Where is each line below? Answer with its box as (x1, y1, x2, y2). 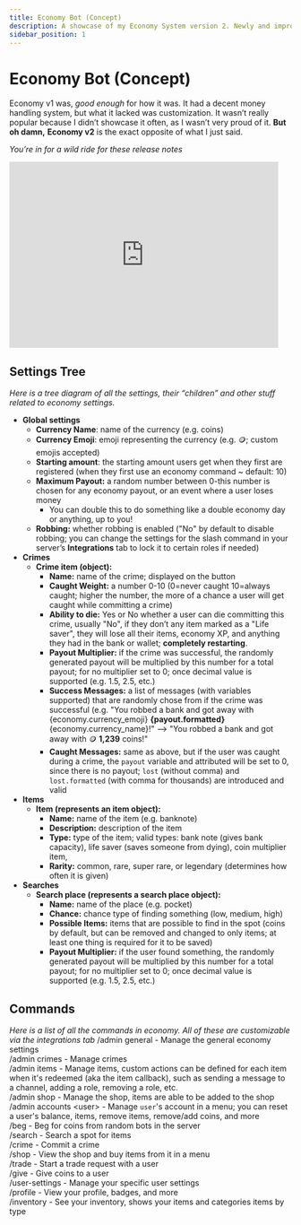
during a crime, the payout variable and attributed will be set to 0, (48, 756, 289, 767)
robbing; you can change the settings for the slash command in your (35, 533, 288, 543)
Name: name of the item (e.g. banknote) (48, 813, 198, 824)
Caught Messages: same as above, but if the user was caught (48, 746, 280, 758)
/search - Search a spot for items (9, 1129, 132, 1140)
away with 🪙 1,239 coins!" (48, 734, 149, 744)
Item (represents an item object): (35, 804, 161, 814)
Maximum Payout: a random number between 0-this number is (35, 476, 271, 487)
